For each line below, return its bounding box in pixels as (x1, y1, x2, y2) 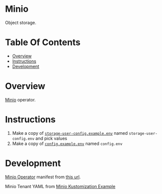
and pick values (35, 135, 68, 141)
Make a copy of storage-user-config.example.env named (12, 130, 128, 136)
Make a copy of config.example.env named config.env (12, 141, 123, 146)
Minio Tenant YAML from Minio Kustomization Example (5, 183, 116, 189)
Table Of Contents (5, 37, 81, 48)
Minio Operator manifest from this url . (5, 174, 81, 180)
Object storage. (5, 20, 37, 25)
